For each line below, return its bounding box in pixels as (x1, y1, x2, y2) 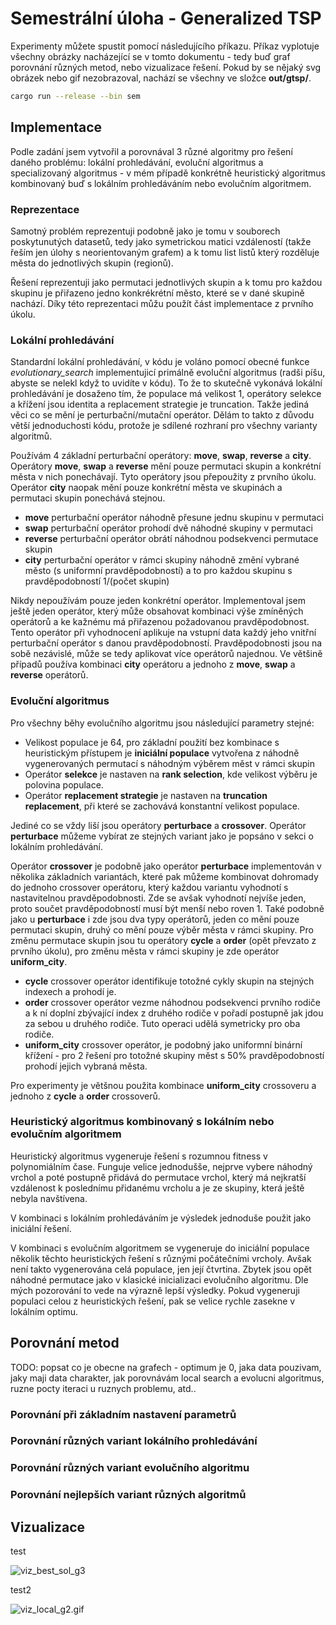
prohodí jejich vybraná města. (24, 1060, 148, 1072)
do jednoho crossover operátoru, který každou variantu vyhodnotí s (10, 881, 289, 893)
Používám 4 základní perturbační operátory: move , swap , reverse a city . (10, 450, 312, 462)
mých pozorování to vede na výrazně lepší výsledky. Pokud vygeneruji (10, 1284, 300, 1296)
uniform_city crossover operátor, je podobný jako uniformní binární (24, 1038, 303, 1051)
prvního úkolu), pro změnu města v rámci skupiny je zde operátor (10, 945, 280, 957)
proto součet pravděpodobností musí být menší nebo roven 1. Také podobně (10, 902, 325, 914)
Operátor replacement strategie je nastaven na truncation (24, 789, 268, 801)
